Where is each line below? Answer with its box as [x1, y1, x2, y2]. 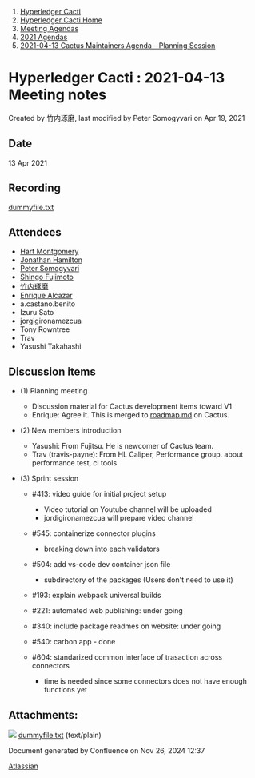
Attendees [8, 225, 62, 239]
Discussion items [8, 365, 96, 378]
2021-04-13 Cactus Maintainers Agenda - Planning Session [19, 41, 216, 50]
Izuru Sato [19, 308, 54, 317]
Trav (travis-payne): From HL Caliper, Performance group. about [31, 449, 244, 459]
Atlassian [8, 761, 38, 771]
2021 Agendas [19, 32, 68, 42]
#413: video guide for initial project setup [31, 489, 167, 499]
